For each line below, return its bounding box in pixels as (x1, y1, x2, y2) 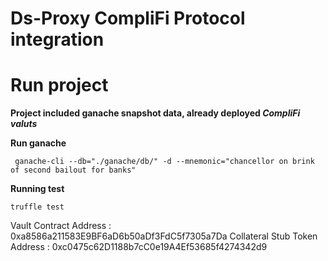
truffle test (10, 202, 65, 212)
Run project (10, 74, 109, 97)
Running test (10, 183, 65, 195)
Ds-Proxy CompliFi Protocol (10, 7, 246, 30)
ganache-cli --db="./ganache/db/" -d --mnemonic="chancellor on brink (14, 157, 315, 167)
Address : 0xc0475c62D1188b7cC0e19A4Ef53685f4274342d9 (10, 241, 268, 253)
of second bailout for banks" (10, 165, 137, 176)
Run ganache (10, 137, 67, 149)
